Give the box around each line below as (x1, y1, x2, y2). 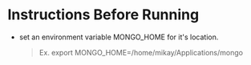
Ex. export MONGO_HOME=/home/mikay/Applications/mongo (38, 47, 244, 57)
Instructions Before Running (7, 6, 200, 24)
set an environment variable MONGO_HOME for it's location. (18, 32, 219, 42)
